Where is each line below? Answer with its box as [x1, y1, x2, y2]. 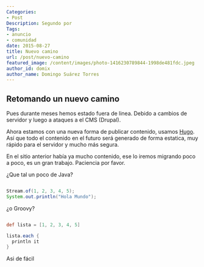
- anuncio [6, 32, 32, 38]
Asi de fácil [6, 255, 35, 262]
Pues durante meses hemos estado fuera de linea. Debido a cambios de [6, 110, 188, 117]
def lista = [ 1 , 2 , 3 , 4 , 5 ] [6, 221, 80, 228]
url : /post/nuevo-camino [6, 54, 69, 60]
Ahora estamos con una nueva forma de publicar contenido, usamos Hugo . [6, 128, 195, 136]
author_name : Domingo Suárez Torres [6, 71, 99, 77]
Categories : [6, 9, 37, 15]
